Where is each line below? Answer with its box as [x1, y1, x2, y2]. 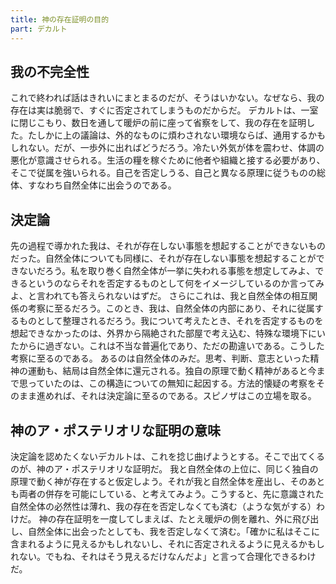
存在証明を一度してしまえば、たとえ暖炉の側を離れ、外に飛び [56, 512, 311, 525]
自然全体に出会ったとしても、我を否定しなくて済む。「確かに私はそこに [27, 525, 321, 537]
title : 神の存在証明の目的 [10, 14, 110, 25]
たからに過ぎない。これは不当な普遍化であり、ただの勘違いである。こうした [10, 340, 325, 352]
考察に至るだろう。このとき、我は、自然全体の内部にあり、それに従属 [27, 302, 315, 315]
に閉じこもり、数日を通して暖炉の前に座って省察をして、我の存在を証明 [10, 117, 307, 129]
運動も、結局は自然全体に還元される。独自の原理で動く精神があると [27, 365, 308, 377]
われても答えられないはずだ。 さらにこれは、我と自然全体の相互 [44, 290, 310, 302]
